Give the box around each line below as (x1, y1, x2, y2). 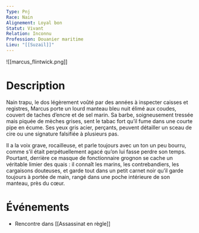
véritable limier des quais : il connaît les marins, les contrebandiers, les (6, 160, 179, 168)
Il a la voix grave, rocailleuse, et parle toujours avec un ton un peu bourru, (6, 141, 187, 149)
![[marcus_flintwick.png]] (6, 58, 68, 65)
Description (6, 79, 65, 93)
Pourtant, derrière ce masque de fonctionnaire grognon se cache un (6, 154, 173, 161)
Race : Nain (6, 14, 33, 20)
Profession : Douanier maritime (6, 36, 84, 42)
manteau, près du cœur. (6, 180, 65, 187)
